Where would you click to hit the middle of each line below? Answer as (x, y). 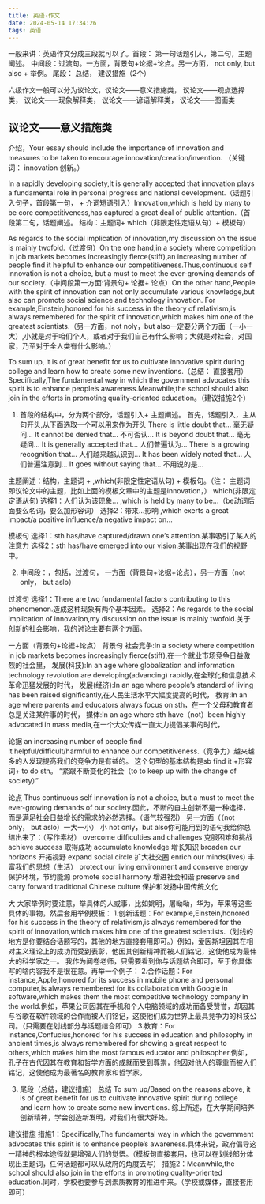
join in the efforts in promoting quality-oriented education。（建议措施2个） (129, 398)
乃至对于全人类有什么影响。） (69, 346)
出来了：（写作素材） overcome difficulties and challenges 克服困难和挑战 (134, 837)
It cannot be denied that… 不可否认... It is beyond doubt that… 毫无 (142, 435)
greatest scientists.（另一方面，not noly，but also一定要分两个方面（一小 (127, 326)
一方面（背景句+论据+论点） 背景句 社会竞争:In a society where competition (131, 646)
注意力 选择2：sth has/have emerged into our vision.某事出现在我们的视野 (128, 545)
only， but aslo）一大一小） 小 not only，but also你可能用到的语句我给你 (126, 828)
